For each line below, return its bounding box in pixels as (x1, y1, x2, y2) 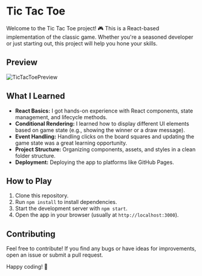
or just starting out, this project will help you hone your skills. (6, 39, 158, 47)
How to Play (6, 176, 53, 186)
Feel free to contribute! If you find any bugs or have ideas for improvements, (6, 245, 197, 252)
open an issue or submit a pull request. (6, 251, 103, 258)
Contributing (6, 229, 56, 239)
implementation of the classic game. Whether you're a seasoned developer (6, 33, 194, 41)
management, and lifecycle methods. (15, 113, 108, 120)
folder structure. (15, 152, 56, 159)
